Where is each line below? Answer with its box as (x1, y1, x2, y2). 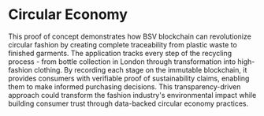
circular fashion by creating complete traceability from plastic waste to (8, 39, 238, 49)
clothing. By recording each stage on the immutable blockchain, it (34, 65, 247, 74)
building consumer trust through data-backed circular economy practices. (8, 99, 249, 108)
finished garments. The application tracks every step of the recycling (8, 48, 232, 58)
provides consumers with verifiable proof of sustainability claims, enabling (8, 73, 250, 83)
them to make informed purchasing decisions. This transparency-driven (8, 81, 241, 92)
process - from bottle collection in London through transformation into (8, 57, 236, 66)
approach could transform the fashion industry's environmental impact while (8, 90, 257, 99)
